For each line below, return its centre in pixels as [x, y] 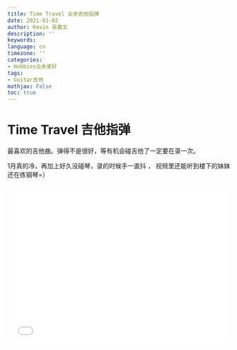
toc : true [22, 93]
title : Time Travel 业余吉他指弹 [53, 14]
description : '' [31, 34]
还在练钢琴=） [28, 175]
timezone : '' [27, 54]
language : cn [27, 47]
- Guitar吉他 [25, 80]
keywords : [22, 40]
